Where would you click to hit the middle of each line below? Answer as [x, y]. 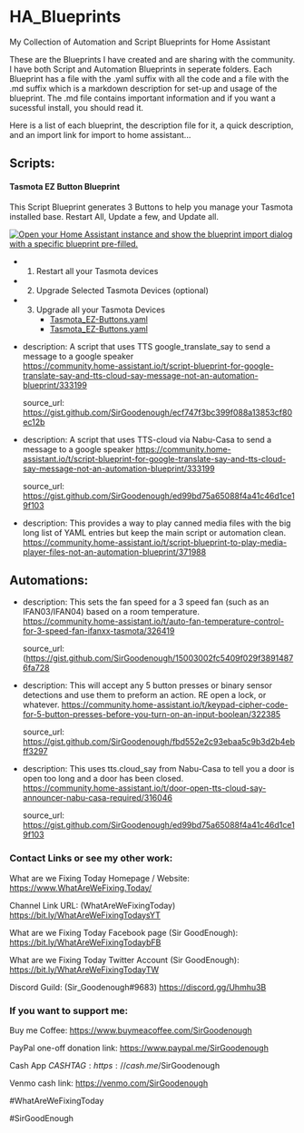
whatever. [41, 704]
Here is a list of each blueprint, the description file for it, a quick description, [152, 125]
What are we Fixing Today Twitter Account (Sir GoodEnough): [124, 960]
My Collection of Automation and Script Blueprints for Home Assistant [140, 42]
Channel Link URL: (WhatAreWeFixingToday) [93, 905]
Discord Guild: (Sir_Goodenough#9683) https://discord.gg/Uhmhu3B [138, 987]
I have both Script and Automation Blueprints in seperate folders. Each [141, 69]
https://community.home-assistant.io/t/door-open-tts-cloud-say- [144, 788]
